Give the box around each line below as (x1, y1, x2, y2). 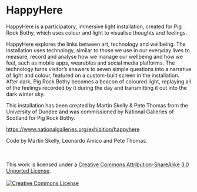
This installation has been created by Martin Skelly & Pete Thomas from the (6, 102, 188, 109)
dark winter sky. (6, 90, 45, 97)
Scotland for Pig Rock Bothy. (6, 114, 75, 121)
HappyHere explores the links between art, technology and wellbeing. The (6, 41, 186, 48)
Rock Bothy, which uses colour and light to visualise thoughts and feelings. (6, 29, 188, 36)
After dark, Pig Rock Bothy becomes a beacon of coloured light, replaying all (6, 78, 191, 85)
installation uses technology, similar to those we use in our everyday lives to (6, 46, 190, 53)
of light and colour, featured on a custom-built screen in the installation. (6, 72, 179, 79)
